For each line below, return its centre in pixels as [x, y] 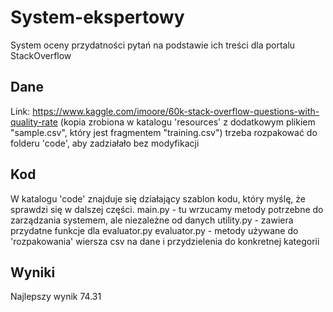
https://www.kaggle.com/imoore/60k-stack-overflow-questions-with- [176, 111]
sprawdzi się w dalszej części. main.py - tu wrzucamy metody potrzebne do [167, 209]
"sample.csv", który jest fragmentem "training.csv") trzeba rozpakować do [164, 132]
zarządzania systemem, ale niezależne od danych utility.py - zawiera [152, 220]
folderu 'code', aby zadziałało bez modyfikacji [105, 143]
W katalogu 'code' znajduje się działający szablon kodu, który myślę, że [158, 198]
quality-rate [34, 122]
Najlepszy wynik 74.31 [56, 297]
